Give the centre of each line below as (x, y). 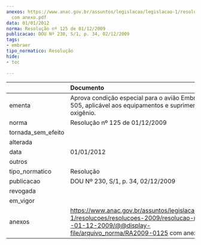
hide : (13, 56)
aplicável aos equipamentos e (127, 106)
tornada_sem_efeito (37, 133)
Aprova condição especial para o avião (125, 98)
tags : (13, 40)
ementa (20, 106)
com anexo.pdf (29, 17)
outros (19, 162)
